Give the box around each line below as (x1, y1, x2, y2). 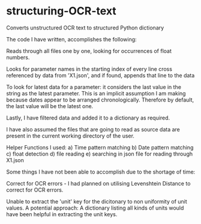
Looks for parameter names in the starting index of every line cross (6, 65, 173, 73)
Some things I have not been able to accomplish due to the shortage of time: (6, 168, 196, 175)
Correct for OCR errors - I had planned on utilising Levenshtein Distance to (6, 180, 191, 187)
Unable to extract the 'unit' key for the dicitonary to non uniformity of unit (6, 198, 187, 205)
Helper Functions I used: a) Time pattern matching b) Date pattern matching (6, 144, 194, 151)
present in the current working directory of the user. (6, 132, 135, 139)
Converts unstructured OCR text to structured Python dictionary (6, 24, 164, 31)
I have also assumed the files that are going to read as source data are (6, 126, 180, 133)
